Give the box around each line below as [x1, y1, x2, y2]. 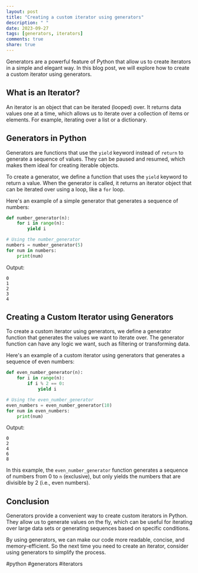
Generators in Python [6, 133, 87, 143]
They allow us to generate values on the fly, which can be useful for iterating [6, 518, 193, 526]
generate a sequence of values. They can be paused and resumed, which [6, 155, 186, 162]
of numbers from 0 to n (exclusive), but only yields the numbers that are [6, 473, 181, 480]
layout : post [6, 8, 38, 15]
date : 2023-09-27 [6, 25, 49, 31]
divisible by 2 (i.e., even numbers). [6, 479, 90, 486]
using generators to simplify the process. [6, 549, 106, 556]
